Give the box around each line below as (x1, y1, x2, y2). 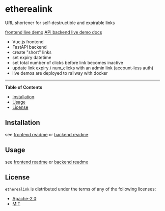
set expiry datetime (12, 54, 52, 60)
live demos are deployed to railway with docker (12, 70, 108, 76)
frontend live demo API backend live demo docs (5, 29, 102, 35)
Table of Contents (5, 84, 43, 90)
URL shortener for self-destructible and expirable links (5, 20, 115, 26)
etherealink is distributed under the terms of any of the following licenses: (5, 186, 156, 192)
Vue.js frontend (12, 38, 44, 45)
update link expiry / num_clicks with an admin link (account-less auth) (12, 65, 154, 71)
